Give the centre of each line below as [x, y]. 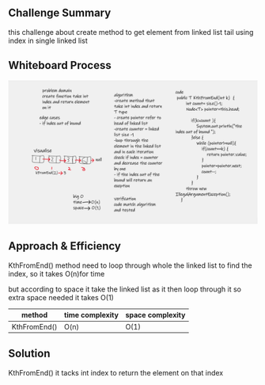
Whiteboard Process [60, 65]
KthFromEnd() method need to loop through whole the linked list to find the [130, 265]
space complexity [155, 315]
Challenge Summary [60, 13]
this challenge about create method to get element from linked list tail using [131, 32]
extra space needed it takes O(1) [61, 297]
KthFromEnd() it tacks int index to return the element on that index [116, 372]
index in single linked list [48, 40]
